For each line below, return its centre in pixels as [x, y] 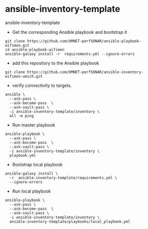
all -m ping [22, 116]
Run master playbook [34, 125]
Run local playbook [32, 191]
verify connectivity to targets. [42, 85]
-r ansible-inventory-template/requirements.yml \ [63, 178]
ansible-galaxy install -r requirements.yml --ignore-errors [70, 54]
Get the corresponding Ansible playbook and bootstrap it [70, 32]
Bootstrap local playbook [37, 164]
